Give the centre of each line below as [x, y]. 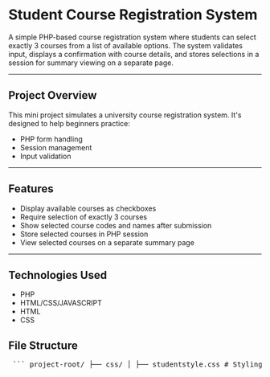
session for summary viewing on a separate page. [91, 63]
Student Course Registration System [133, 15]
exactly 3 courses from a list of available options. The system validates [126, 45]
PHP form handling [51, 139]
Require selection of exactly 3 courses [83, 217]
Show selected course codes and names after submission [116, 225]
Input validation [45, 156]
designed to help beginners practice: [70, 123]
